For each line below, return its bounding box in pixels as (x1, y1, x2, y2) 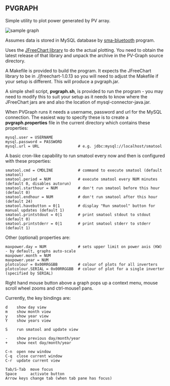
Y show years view (5, 318, 51, 323)
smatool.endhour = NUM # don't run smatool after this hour (5, 194, 158, 199)
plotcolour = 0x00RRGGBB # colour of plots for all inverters (5, 262, 158, 267)
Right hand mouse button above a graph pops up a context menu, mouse (5, 279, 158, 286)
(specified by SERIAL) (5, 271, 53, 276)
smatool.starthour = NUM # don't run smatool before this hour (5, 185, 160, 191)
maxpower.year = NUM (5, 257, 49, 263)
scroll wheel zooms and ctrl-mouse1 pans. (5, 285, 94, 291)
